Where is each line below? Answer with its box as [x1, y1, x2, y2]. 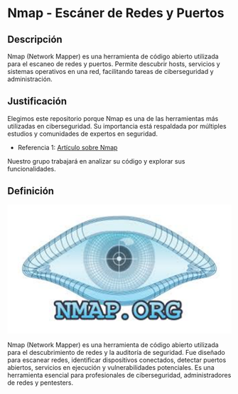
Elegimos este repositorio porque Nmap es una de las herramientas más [7, 114, 219, 122]
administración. [7, 75, 53, 83]
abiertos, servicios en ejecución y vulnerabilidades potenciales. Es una [7, 363, 215, 371]
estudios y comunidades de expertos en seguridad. [7, 129, 158, 138]
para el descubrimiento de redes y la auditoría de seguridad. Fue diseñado [7, 348, 225, 356]
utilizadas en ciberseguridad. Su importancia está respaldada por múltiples [7, 122, 227, 130]
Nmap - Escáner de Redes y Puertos [7, 5, 225, 21]
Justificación [7, 95, 67, 107]
